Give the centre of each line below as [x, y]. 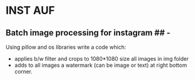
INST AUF [30, 11]
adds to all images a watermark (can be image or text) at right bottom [101, 65]
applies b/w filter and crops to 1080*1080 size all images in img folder [101, 59]
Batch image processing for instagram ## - [88, 33]
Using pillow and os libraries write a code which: [66, 47]
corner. [23, 72]
